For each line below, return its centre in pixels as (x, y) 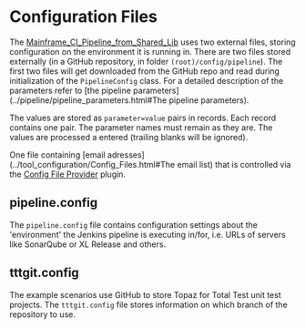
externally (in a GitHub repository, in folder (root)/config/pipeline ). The (146, 61)
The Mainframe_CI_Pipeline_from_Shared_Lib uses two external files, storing (152, 42)
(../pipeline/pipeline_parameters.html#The (88, 100)
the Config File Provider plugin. (67, 174)
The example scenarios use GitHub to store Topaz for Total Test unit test (145, 294)
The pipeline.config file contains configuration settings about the (133, 224)
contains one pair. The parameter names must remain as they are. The (141, 127)
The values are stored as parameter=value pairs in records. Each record (143, 118)
